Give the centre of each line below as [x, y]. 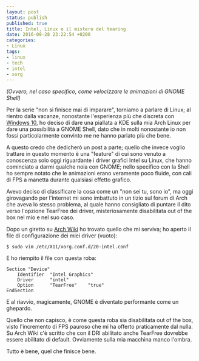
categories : [21, 40]
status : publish [27, 18]
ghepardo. [19, 309]
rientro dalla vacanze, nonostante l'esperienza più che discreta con [90, 116]
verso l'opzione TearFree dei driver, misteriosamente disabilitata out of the [99, 211]
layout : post [23, 12]
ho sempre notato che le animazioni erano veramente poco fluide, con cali [99, 173]
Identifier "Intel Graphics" [56, 275]
